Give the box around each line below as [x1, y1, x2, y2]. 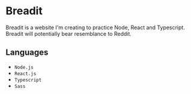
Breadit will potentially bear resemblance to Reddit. [5, 30, 132, 37]
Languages [5, 48, 49, 58]
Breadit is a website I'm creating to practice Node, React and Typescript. [5, 24, 186, 31]
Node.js [14, 64, 34, 70]
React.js [14, 70, 37, 77]
